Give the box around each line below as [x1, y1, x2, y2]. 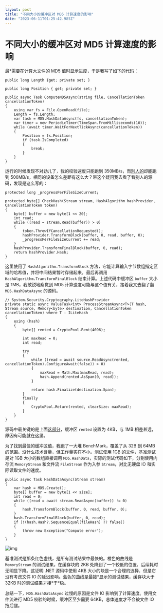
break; [31, 146, 45, 151]
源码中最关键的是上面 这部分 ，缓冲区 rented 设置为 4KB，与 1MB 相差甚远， [5, 426, 156, 432]
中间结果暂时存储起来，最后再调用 [38, 270, 108, 275]
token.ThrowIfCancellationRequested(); [22, 229, 104, 233]
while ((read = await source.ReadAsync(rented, [31, 358, 130, 362]
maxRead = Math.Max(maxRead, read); [39, 370, 114, 375]
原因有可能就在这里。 [5, 433, 48, 439]
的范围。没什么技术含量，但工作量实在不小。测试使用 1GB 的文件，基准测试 [5, 449, 156, 455]
